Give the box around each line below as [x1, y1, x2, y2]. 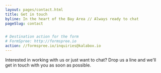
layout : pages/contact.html [5, 7, 64, 12]
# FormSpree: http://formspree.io [5, 39, 77, 44]
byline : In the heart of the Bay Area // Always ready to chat [5, 16, 139, 21]
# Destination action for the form [5, 34, 79, 39]
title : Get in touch [5, 12, 48, 17]
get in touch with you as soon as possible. [5, 62, 91, 68]
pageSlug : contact [5, 21, 43, 26]
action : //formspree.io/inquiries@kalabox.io [5, 43, 101, 48]
